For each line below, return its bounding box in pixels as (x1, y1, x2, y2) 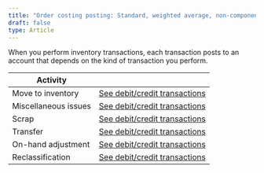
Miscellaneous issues (12, 101, 92, 112)
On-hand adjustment (12, 139, 90, 150)
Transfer (12, 127, 44, 138)
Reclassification (12, 152, 71, 163)
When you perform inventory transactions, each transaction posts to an (8, 48, 240, 57)
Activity (36, 75, 67, 86)
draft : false (8, 19, 51, 27)
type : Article (8, 26, 55, 34)
